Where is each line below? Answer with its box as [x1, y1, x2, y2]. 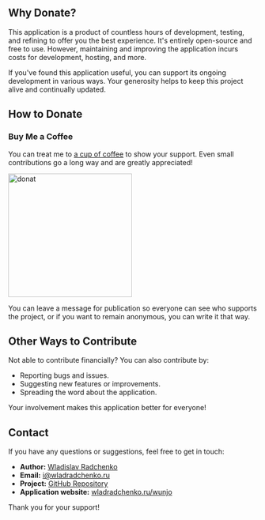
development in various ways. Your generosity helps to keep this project [8, 76, 244, 85]
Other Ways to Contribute [8, 334, 137, 348]
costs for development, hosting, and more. [8, 52, 147, 62]
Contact [8, 426, 49, 439]
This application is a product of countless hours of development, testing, [8, 27, 245, 36]
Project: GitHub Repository [19, 479, 108, 488]
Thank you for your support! [8, 503, 100, 512]
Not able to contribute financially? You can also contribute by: [8, 356, 210, 365]
